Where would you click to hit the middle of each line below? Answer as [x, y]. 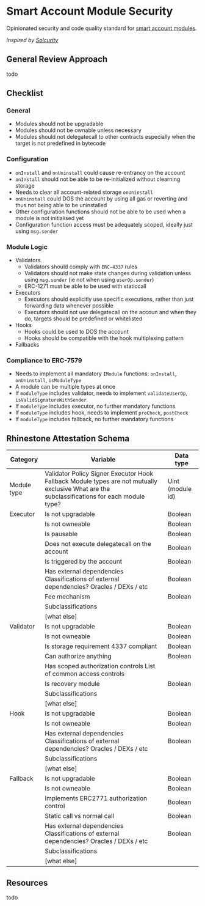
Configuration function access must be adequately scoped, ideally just [104, 224]
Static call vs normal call [80, 816]
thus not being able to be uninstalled [61, 205]
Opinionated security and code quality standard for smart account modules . [102, 28]
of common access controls [85, 674]
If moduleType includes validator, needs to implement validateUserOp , [101, 393]
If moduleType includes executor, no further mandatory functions [95, 406]
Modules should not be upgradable [59, 124]
